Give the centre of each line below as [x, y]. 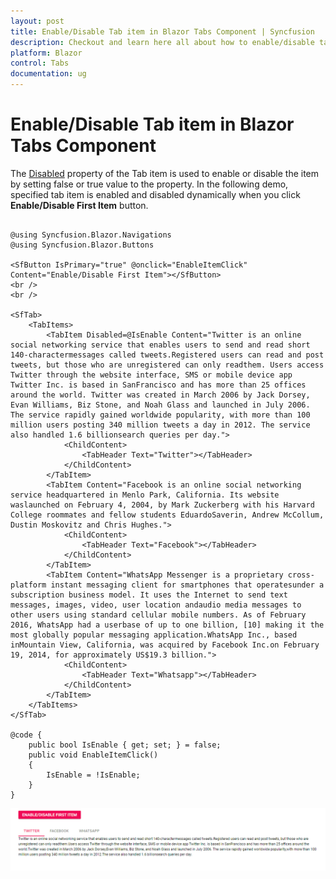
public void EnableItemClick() [93, 755]
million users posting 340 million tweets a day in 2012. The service [160, 425]
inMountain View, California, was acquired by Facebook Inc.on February [165, 645]
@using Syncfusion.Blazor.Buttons [82, 245]
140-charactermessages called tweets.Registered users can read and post [167, 355]
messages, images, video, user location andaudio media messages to [156, 605]
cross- [301, 575]
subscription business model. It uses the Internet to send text [149, 595]
